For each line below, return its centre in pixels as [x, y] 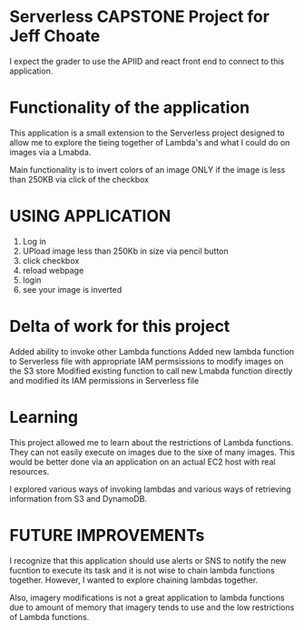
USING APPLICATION [90, 216]
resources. [29, 471]
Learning [44, 417]
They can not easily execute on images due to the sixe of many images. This [152, 452]
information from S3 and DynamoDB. [78, 498]
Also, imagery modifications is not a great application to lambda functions [147, 597]
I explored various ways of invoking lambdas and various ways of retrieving [151, 489]
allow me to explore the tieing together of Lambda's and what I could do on [150, 142]
